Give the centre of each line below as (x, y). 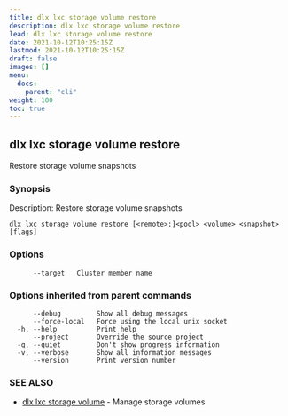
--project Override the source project (118, 337)
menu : (19, 76)
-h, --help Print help (77, 329)
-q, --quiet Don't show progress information (118, 344)
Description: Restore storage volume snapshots (96, 208)
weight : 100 (31, 100)
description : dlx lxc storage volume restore (94, 26)
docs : (27, 84)
